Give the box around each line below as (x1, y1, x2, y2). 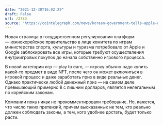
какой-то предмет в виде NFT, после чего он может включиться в (5, 69, 143, 75)
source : (5, 20, 21, 26)
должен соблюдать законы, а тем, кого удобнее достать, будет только (5, 109, 152, 115)
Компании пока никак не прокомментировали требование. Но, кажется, (5, 99, 156, 105)
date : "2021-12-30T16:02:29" (5, 7, 64, 12)
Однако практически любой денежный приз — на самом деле (5, 79, 135, 85)
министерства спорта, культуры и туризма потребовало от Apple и (5, 44, 145, 50)
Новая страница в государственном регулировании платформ (5, 34, 135, 40)
